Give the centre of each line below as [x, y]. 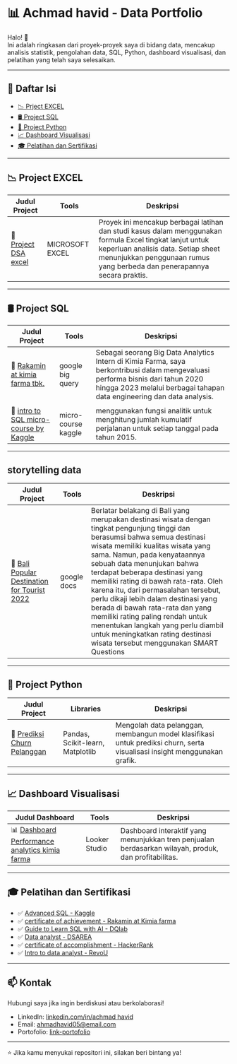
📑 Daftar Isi [32, 89]
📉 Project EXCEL [45, 178]
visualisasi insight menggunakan [169, 751]
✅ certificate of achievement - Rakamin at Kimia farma [97, 921]
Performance [32, 841]
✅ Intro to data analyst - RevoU [62, 952]
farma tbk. [28, 384]
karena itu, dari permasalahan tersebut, [156, 590]
